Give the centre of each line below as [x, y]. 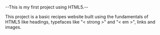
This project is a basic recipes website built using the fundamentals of [77, 17]
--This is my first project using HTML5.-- [47, 7]
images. [13, 27]
